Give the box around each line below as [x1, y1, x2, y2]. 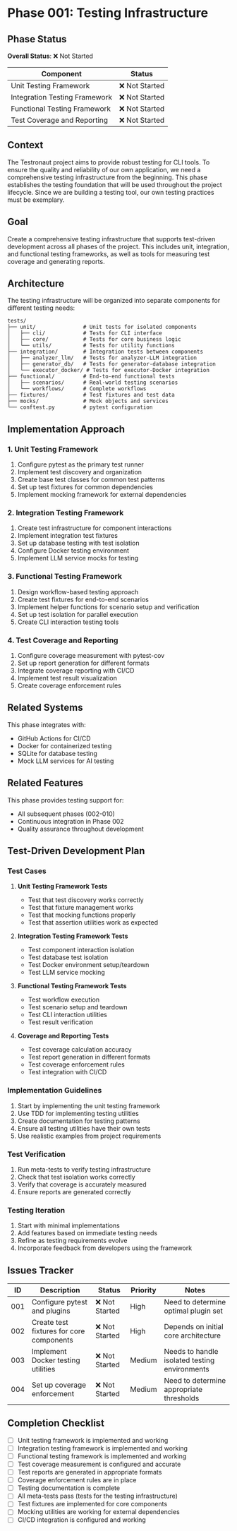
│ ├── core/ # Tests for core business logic [7, 336, 181, 343]
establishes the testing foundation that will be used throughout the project [7, 180, 222, 188]
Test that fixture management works [28, 903, 134, 912]
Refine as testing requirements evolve [17, 1237, 128, 1245]
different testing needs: [7, 304, 75, 312]
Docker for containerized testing [17, 741, 112, 750]
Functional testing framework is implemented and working [17, 1452, 187, 1460]
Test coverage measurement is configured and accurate [17, 1460, 181, 1469]
